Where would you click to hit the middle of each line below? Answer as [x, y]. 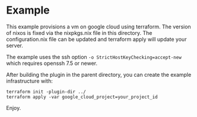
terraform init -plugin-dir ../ [46, 92]
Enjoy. [14, 108]
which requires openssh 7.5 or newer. [52, 63]
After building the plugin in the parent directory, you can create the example [99, 74]
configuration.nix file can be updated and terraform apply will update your [96, 39]
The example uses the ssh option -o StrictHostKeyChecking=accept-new [94, 57]
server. [15, 45]
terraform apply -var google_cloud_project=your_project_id [82, 97]
